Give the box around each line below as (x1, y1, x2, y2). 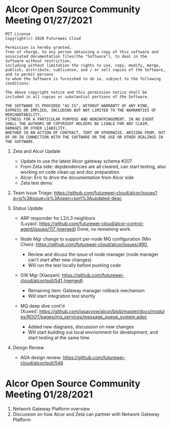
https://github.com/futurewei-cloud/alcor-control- (39, 220, 144, 227)
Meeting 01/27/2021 (5, 14, 92, 26)
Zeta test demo (20, 179, 53, 186)
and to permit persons (5, 72, 54, 77)
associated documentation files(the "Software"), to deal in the (5, 54, 147, 59)
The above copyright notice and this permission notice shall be (5, 90, 147, 95)
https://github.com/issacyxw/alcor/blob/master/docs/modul (39, 308, 165, 314)
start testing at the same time (28, 334, 90, 340)
